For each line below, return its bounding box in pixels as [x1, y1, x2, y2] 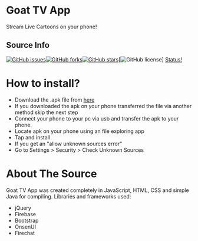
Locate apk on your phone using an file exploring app [14, 128, 144, 135]
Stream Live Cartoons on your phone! [6, 23, 97, 30]
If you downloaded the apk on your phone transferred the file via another [14, 102, 192, 109]
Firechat [14, 229, 35, 236]
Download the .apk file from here [14, 96, 95, 103]
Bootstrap [14, 217, 39, 224]
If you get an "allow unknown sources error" [14, 140, 123, 147]
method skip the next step [14, 109, 78, 116]
